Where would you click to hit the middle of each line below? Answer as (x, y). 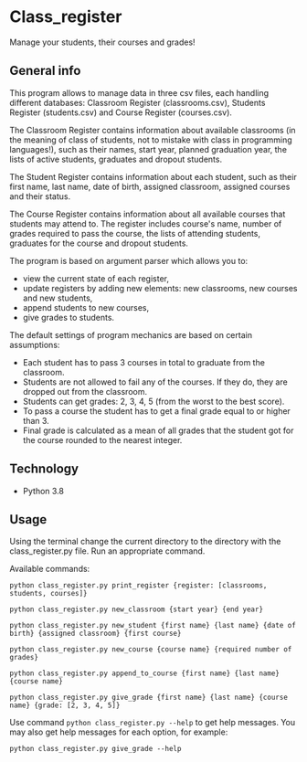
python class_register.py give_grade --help (95, 749)
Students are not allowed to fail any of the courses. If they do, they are (155, 382)
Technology (44, 469)
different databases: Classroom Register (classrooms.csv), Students (138, 102)
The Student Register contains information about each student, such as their (153, 176)
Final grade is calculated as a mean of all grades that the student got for (158, 430)
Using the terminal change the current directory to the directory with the (145, 542)
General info (45, 71)
